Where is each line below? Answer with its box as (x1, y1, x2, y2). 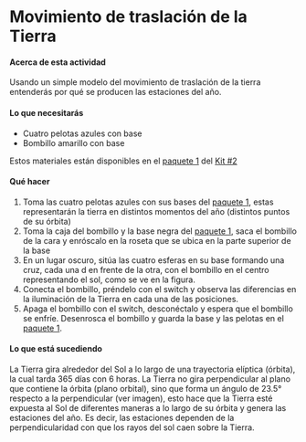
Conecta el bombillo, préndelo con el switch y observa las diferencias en (22, 283, 297, 294)
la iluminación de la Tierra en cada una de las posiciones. (22, 293, 239, 304)
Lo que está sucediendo (9, 343, 103, 354)
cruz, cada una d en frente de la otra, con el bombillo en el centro (22, 264, 269, 275)
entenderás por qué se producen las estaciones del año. (9, 87, 222, 98)
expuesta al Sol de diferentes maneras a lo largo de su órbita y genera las (9, 403, 287, 413)
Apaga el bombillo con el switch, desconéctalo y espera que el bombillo (22, 303, 294, 314)
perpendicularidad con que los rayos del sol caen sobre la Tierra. (9, 422, 255, 433)
